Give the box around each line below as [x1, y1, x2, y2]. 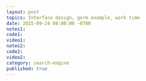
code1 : [6, 32, 23, 38]
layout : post [6, 9, 40, 15]
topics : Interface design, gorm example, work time [6, 15, 140, 21]
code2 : [6, 49, 23, 55]
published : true [6, 65, 47, 72]
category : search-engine [6, 60, 69, 66]
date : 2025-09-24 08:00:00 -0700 [6, 20, 91, 26]
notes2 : [6, 43, 26, 49]
